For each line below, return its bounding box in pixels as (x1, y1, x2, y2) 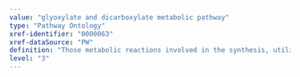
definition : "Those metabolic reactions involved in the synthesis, (9, 46, 270, 55)
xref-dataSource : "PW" (9, 37, 94, 47)
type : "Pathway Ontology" (9, 21, 105, 30)
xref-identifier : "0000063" (9, 29, 114, 38)
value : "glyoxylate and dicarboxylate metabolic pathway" (9, 12, 229, 22)
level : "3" (9, 54, 50, 63)
